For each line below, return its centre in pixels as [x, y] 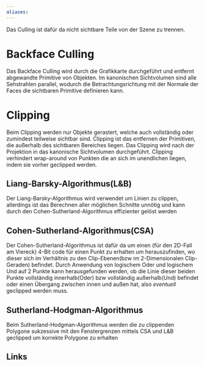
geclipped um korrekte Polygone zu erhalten [62, 337]
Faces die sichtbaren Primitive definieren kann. [65, 90]
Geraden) [18, 265]
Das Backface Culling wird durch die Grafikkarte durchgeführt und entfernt [100, 71]
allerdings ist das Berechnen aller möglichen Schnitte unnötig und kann [96, 205]
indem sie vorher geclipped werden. [52, 164]
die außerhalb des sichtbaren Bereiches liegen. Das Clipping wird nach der [100, 145]
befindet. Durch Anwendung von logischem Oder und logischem [112, 265]
